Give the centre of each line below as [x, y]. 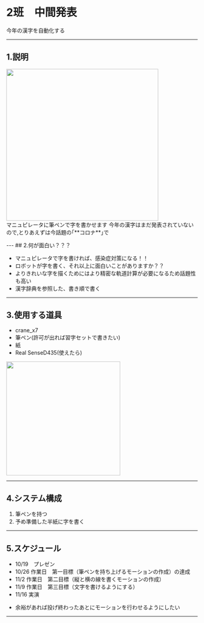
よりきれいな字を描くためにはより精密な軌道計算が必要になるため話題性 [105, 273]
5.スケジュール [34, 548]
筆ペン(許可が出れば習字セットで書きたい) [68, 337]
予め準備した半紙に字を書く [50, 522]
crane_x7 [26, 330]
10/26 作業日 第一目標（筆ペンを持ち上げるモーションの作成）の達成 [103, 572]
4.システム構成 [34, 498]
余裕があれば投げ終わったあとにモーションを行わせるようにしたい [97, 607]
